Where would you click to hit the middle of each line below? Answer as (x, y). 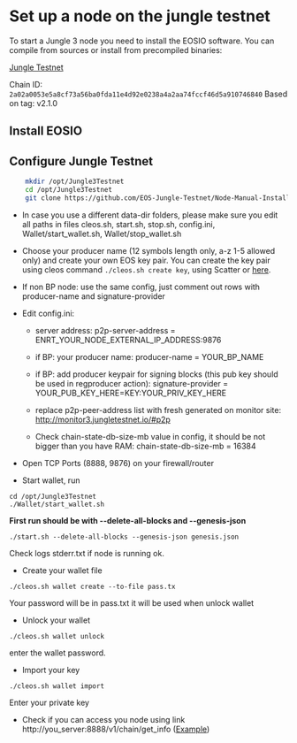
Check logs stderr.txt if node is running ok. (87, 553)
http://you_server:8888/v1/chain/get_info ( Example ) (116, 729)
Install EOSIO (46, 131)
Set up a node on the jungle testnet (140, 16)
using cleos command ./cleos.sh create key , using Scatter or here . (146, 269)
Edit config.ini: (48, 313)
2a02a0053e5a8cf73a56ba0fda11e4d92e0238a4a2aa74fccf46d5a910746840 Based (148, 94)
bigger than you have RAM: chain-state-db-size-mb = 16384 (145, 446)
